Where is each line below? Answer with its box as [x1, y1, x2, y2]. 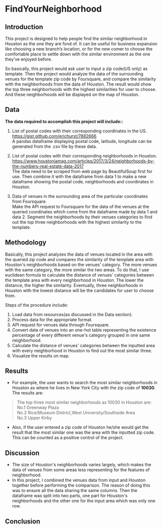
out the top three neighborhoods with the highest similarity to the [12, 219, 142, 225]
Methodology [5, 238, 47, 247]
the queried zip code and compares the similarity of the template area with [5, 256, 154, 262]
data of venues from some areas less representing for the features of [12, 467, 150, 473]
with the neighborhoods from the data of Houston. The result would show [5, 81, 151, 87]
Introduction [5, 23, 44, 31]
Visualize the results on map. [12, 353, 70, 358]
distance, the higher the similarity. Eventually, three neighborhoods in [5, 282, 143, 288]
